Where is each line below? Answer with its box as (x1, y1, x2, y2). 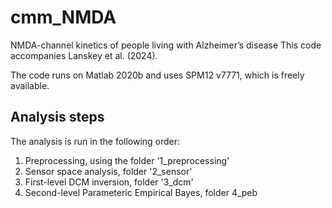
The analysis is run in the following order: (10, 135, 181, 147)
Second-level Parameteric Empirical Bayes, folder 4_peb (24, 186, 258, 198)
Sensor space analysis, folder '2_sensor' (24, 165, 193, 177)
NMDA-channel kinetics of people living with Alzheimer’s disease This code (10, 39, 322, 51)
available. (10, 79, 50, 91)
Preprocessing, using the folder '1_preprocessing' (24, 154, 230, 166)
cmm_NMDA (10, 6, 117, 29)
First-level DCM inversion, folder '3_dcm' (24, 176, 194, 188)
